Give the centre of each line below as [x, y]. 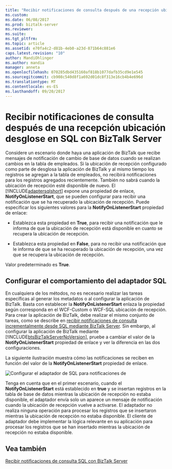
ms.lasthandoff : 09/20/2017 [35, 91]
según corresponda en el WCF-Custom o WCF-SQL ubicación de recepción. [86, 310]
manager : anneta [23, 67]
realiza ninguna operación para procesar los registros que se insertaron [81, 411]
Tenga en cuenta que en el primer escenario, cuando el [63, 383]
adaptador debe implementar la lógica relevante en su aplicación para [79, 422]
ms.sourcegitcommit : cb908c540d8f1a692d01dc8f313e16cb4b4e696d [74, 77]
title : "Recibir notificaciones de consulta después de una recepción [82, 10]
